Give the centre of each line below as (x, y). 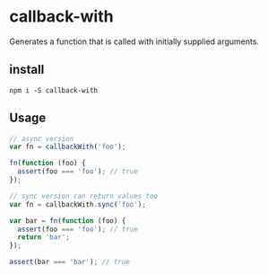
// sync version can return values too (84, 196)
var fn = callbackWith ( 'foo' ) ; (68, 147)
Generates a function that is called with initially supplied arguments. (134, 41)
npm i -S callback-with (54, 90)
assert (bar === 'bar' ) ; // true (69, 262)
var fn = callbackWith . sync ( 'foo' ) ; (78, 204)
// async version (42, 138)
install (27, 70)
